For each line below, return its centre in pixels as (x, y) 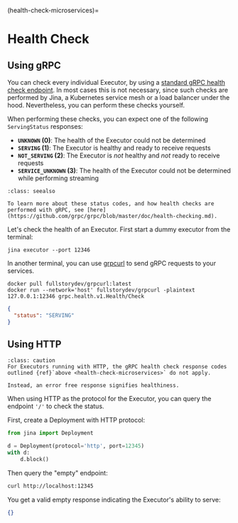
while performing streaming (58, 178)
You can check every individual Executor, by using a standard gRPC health (117, 82)
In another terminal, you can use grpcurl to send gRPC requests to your (112, 263)
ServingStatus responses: (45, 126)
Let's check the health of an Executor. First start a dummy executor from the (119, 229)
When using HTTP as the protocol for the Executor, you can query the (109, 399)
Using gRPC (34, 65)
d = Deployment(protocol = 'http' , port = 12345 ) (76, 446)
